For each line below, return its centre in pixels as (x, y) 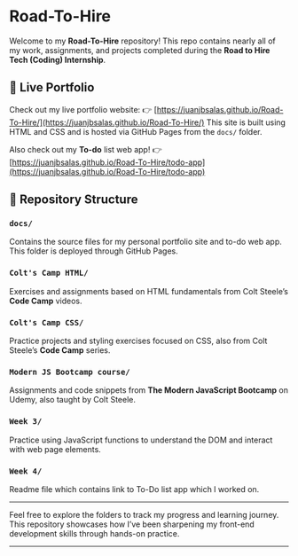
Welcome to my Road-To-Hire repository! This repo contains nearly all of (143, 41)
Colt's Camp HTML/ (49, 273)
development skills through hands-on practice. (94, 533)
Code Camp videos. (46, 301)
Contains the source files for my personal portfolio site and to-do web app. (145, 242)
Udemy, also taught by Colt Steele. (72, 400)
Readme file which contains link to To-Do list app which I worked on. (134, 489)
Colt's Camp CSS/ (47, 322)
